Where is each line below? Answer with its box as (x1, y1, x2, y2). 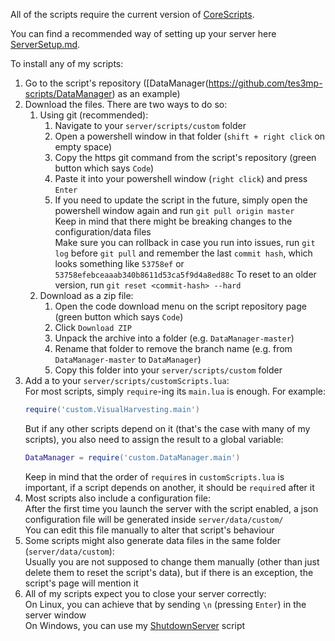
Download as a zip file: (39, 290, 134, 301)
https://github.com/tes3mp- (208, 77, 323, 89)
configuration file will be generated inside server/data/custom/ (24, 513, 284, 525)
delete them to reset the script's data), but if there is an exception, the (24, 566, 314, 578)
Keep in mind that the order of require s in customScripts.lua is (24, 470, 285, 483)
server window (24, 609, 87, 621)
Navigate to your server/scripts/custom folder (54, 120, 247, 131)
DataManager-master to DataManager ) (54, 354, 202, 365)
